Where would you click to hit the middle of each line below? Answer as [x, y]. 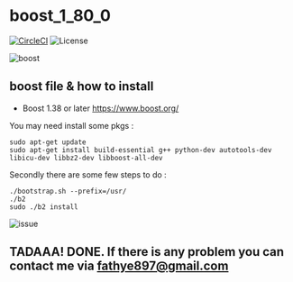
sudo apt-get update [48, 142]
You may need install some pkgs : [72, 125]
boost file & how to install [82, 86]
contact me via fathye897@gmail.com [119, 266]
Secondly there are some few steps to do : [88, 174]
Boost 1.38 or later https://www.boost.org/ [101, 108]
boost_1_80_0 [60, 16]
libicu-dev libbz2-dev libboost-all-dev [87, 158]
